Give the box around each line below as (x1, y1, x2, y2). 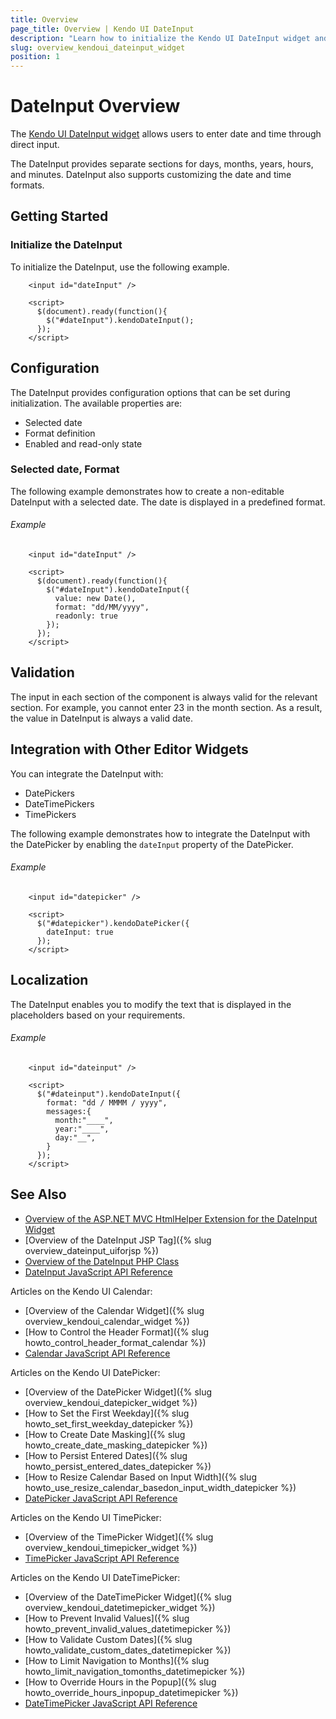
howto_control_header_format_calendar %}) (24, 1336, 207, 1348)
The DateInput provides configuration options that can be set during (10, 386, 291, 398)
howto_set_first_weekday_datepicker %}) (24, 1417, 194, 1430)
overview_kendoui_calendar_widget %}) (24, 1315, 190, 1327)
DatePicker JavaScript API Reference (24, 1492, 178, 1504)
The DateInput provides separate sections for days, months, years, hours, (10, 158, 314, 170)
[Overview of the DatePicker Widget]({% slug (24, 1386, 213, 1398)
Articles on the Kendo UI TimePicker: (10, 1511, 162, 1523)
